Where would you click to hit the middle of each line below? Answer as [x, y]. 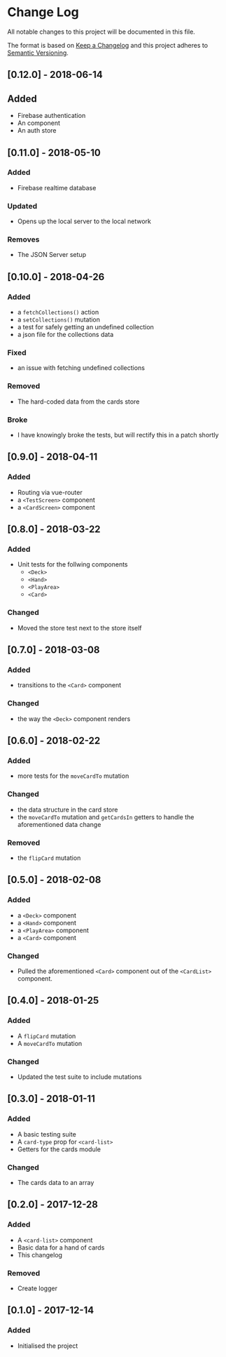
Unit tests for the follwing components [72, 564]
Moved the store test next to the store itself [79, 628]
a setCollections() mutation [58, 319]
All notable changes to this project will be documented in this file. [101, 32]
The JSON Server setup [51, 255]
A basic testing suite [47, 1134]
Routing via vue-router [50, 492]
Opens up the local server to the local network [84, 221]
